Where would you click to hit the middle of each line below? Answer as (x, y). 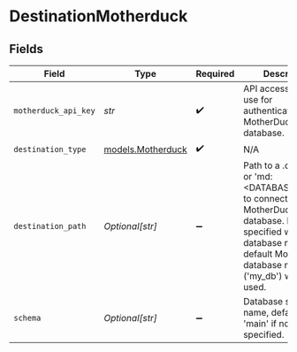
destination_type (50, 149)
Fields (27, 49)
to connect (265, 199)
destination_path (50, 226)
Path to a (261, 165)
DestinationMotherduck (99, 16)
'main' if (259, 323)
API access (266, 88)
